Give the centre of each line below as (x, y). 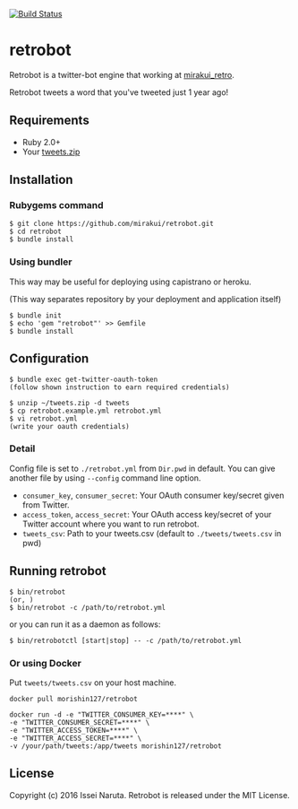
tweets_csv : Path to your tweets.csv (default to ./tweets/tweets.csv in (152, 533)
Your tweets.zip (51, 152)
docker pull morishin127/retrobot (74, 699)
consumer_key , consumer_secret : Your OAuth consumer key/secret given (153, 495)
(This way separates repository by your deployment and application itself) (145, 299)
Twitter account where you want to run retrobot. (111, 524)
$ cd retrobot (36, 232)
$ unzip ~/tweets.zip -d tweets (69, 403)
